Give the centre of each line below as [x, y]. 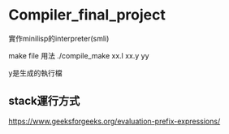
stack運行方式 [44, 101]
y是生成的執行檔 [35, 73]
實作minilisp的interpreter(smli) [59, 38]
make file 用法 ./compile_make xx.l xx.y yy [79, 55]
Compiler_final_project [87, 15]
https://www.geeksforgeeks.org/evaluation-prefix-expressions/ [114, 121]
